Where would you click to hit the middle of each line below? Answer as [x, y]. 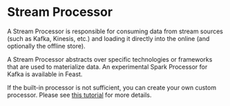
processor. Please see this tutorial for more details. [79, 95]
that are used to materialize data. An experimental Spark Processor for [107, 67]
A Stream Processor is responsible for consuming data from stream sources [115, 31]
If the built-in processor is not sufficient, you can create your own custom [112, 87]
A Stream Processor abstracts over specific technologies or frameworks [110, 59]
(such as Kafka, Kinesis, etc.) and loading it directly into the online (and [108, 38]
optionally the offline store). [46, 46]
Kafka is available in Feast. [45, 74]
